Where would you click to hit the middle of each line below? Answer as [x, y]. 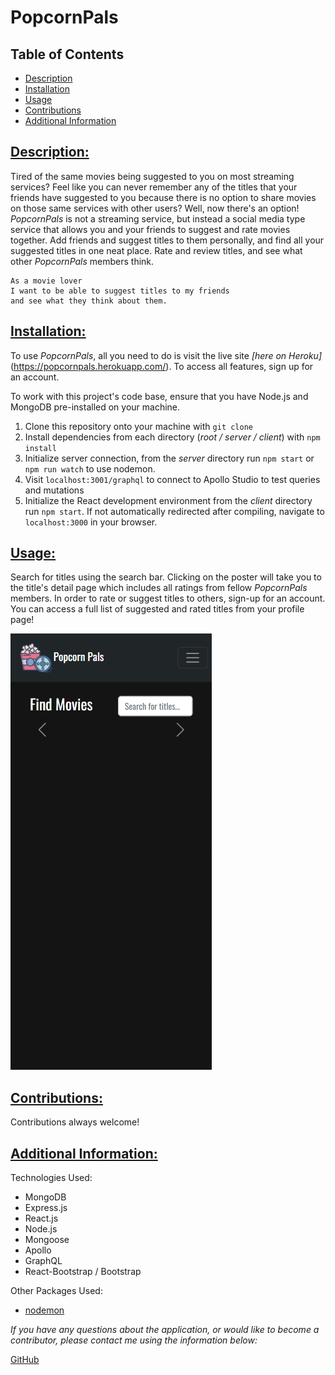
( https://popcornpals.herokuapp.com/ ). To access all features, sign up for [162, 366]
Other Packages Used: [56, 1291]
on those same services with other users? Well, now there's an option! [155, 208]
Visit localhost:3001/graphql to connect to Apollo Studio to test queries [172, 479]
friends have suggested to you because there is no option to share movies [163, 197]
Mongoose [47, 1240]
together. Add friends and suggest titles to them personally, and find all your [167, 240]
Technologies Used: [51, 1178]
